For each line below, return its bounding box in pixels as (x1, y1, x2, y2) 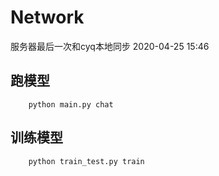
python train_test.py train (28, 156, 145, 166)
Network (10, 6, 85, 29)
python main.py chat (28, 99, 114, 110)
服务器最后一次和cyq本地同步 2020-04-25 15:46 (10, 40, 210, 52)
